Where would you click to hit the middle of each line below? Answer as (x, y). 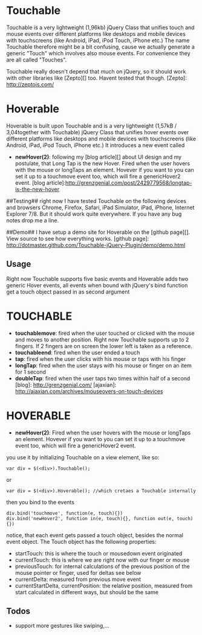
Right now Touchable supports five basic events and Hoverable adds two (97, 279)
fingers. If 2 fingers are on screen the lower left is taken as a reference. (103, 346)
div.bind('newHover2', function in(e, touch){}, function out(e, (90, 518)
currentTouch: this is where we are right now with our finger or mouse (102, 560)
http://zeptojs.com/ (30, 84)
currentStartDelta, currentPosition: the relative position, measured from (104, 585)
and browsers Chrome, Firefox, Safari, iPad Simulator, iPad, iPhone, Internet (100, 207)
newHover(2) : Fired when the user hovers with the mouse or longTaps (103, 433)
